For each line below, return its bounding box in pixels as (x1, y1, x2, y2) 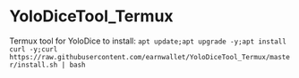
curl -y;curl (9, 44, 58, 54)
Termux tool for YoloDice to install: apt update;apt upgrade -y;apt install (9, 35, 286, 46)
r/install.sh (9, 60, 58, 69)
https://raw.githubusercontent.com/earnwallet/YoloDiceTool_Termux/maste (9, 52, 291, 61)
